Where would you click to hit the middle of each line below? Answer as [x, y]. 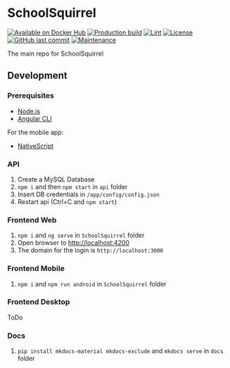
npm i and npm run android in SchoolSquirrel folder [92, 284]
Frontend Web [32, 220]
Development [38, 76]
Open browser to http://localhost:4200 [74, 243]
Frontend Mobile [36, 269]
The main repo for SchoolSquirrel [56, 53]
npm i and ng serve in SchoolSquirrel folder [81, 235]
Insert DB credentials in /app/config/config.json [88, 194]
